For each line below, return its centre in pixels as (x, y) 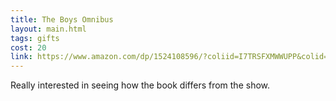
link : (21, 57)
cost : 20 (28, 47)
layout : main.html (48, 29)
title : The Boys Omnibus (62, 19)
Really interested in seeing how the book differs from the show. (140, 85)
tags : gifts (35, 38)
